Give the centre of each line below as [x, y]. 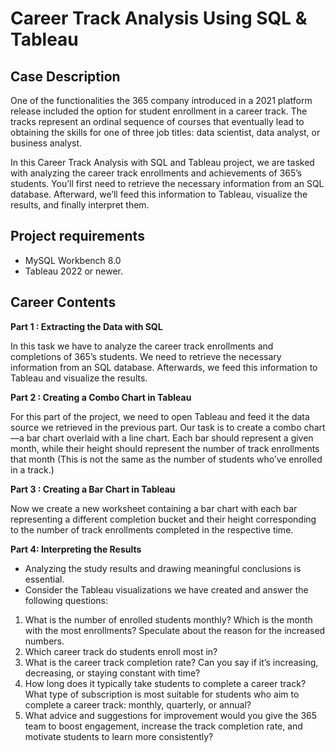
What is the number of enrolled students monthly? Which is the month [168, 619]
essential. [44, 579]
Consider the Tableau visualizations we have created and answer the [166, 589]
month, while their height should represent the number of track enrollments [165, 448]
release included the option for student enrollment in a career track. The [159, 111]
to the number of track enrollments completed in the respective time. [152, 529]
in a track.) [32, 469]
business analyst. [46, 143]
